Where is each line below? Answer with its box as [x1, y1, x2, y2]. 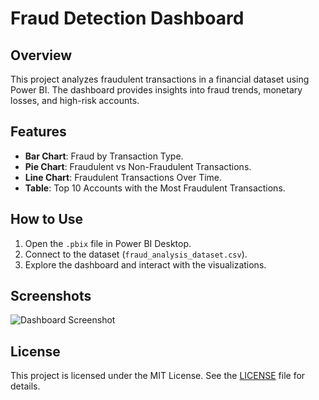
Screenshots [10, 288, 92, 305]
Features [10, 123, 67, 141]
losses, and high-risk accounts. [10, 95, 140, 106]
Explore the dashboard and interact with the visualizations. [24, 258, 267, 271]
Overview [10, 47, 73, 64]
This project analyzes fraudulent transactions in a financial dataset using [10, 73, 310, 85]
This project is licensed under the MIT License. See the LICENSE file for [10, 370, 306, 382]
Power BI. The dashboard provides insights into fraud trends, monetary [10, 84, 303, 96]
